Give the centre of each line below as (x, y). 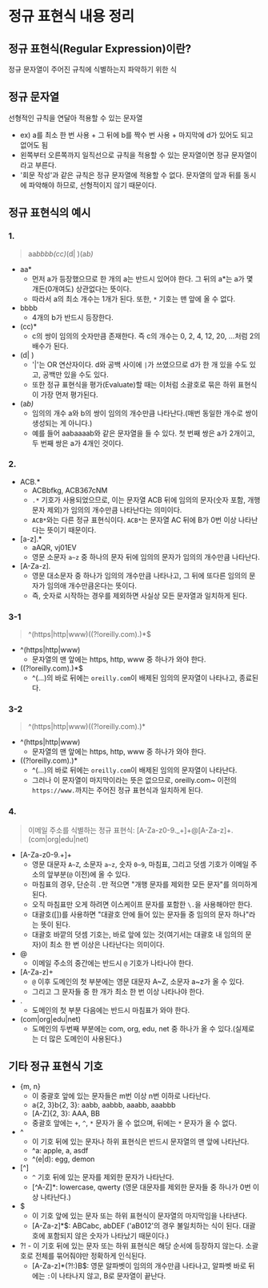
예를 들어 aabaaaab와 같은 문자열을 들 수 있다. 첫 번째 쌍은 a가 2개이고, (143, 433)
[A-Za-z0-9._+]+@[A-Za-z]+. (185, 830)
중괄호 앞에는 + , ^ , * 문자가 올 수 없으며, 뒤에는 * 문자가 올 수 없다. (134, 1123)
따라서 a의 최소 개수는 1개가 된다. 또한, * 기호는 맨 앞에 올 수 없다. (134, 298)
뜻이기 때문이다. (72, 529)
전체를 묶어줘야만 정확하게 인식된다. (90, 1255)
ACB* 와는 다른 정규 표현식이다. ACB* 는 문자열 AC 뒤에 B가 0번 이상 (134, 520)
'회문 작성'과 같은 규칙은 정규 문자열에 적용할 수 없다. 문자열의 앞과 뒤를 (130, 175)
